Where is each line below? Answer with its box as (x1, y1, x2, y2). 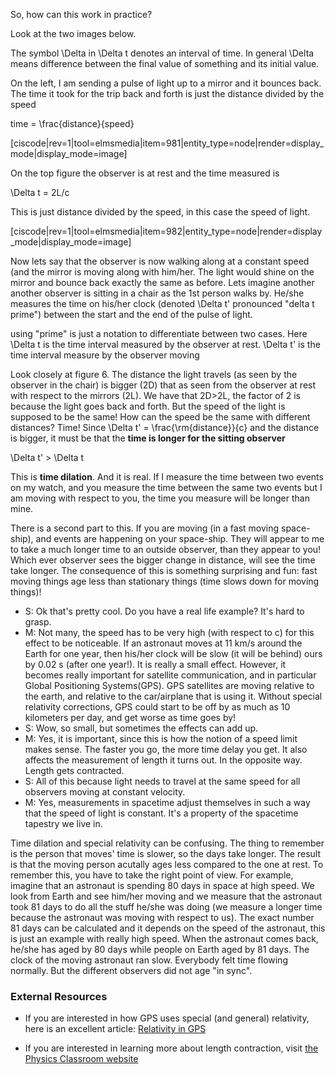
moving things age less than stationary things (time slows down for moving (10, 575, 320, 587)
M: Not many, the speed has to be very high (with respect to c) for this (24, 627, 315, 638)
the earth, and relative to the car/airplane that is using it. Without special (24, 690, 323, 702)
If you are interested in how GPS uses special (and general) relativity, (24, 1012, 310, 1024)
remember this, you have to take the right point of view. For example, (10, 869, 294, 881)
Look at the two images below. (10, 28, 137, 39)
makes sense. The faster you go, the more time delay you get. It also (24, 744, 308, 755)
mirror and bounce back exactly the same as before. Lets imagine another (10, 277, 315, 288)
